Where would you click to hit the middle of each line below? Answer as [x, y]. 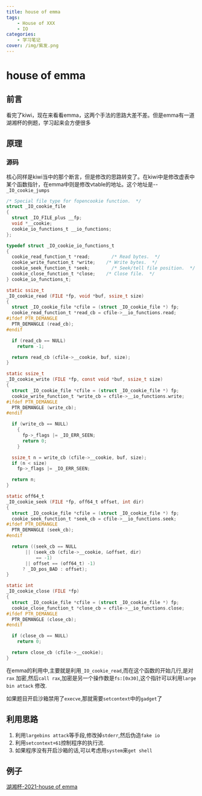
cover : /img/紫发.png [33, 46]
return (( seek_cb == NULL [44, 547]
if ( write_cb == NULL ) [40, 424]
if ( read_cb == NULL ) [39, 340]
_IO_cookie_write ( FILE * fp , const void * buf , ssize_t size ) [85, 380]
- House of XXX [36, 23]
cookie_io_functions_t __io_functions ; [62, 229]
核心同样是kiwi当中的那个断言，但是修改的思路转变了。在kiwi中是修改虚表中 [100, 177]
